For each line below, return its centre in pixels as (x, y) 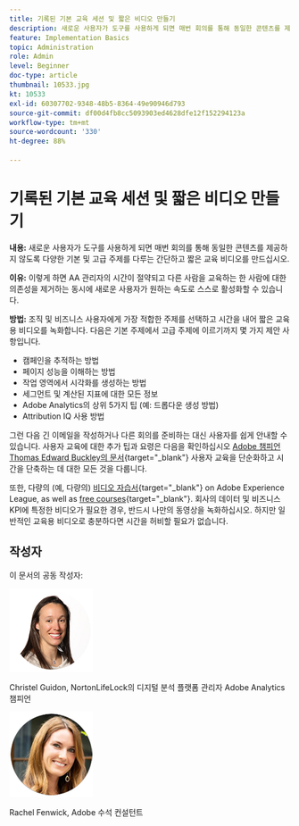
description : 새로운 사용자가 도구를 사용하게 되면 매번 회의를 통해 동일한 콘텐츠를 (145, 28)
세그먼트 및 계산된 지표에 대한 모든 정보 (90, 394)
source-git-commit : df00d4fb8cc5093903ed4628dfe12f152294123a (127, 113)
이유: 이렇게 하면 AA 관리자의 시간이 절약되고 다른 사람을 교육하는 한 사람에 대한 (148, 278)
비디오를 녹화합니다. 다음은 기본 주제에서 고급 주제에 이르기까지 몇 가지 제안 (149, 330)
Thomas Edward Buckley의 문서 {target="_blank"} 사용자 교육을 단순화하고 (142, 457)
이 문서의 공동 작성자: (46, 575)
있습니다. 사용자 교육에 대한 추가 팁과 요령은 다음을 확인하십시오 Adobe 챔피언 (145, 446)
